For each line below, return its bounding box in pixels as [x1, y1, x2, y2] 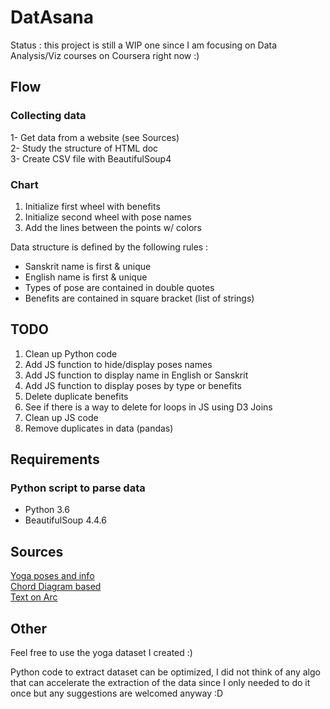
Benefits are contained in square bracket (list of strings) [24, 292, 255, 304]
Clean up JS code [24, 411, 99, 423]
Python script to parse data [10, 481, 146, 495]
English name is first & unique [24, 271, 148, 283]
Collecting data [10, 109, 87, 123]
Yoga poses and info [10, 570, 95, 582]
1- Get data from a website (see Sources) [10, 131, 180, 143]
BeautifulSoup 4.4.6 [24, 514, 107, 526]
